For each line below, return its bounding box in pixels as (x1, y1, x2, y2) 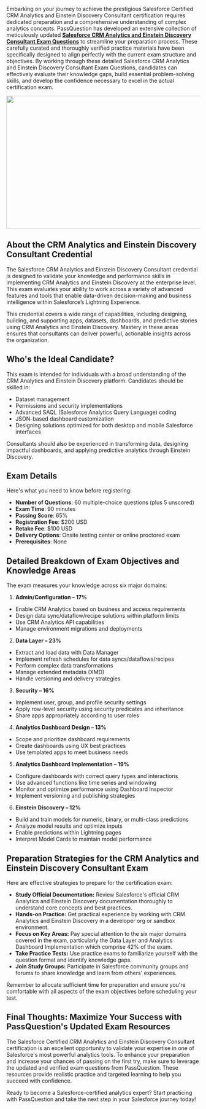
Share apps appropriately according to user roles (15, 712, 140, 719)
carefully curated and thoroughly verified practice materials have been (6, 44, 185, 52)
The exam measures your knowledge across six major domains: (6, 582, 167, 589)
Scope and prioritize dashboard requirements (15, 736, 131, 743)
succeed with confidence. (6, 1077, 72, 1084)
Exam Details (6, 471, 58, 481)
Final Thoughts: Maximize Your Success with (6, 1012, 182, 1022)
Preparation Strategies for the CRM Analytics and (6, 853, 199, 863)
